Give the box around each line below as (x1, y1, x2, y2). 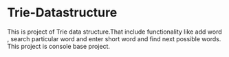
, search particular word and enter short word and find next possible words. (7, 34, 221, 43)
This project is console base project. (7, 42, 110, 50)
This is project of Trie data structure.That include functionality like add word (7, 27, 222, 36)
